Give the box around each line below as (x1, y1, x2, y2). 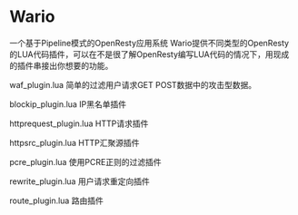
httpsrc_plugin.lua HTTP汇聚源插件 (9, 137, 140, 148)
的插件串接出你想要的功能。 (9, 60, 114, 71)
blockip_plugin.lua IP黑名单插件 (9, 98, 127, 110)
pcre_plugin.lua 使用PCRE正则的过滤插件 (9, 156, 162, 167)
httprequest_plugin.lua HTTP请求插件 (9, 118, 149, 129)
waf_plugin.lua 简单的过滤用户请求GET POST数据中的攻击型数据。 (9, 79, 257, 90)
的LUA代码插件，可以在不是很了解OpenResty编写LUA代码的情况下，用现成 (9, 48, 290, 60)
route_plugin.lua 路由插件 (9, 195, 104, 206)
